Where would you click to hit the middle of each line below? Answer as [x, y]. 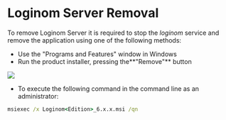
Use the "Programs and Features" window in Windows [97, 54]
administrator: [38, 96]
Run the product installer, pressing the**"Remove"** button [104, 61]
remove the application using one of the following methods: [95, 40]
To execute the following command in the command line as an [108, 88]
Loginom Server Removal [83, 13]
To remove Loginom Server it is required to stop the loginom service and [113, 33]
